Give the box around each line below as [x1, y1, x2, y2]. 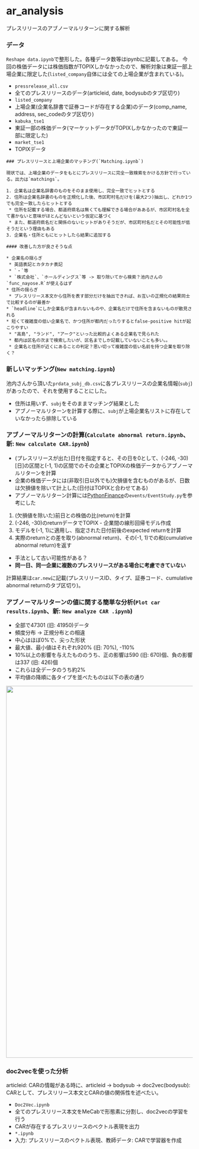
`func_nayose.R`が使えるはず [6, 281, 73, 287]
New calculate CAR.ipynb [15, 441, 88, 447]
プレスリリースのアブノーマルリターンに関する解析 [6, 24, 130, 32]
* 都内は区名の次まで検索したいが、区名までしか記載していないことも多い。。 [8, 337, 171, 343]
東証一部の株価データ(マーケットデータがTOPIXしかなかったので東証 [14, 124, 183, 132]
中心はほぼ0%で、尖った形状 [14, 637, 86, 644]
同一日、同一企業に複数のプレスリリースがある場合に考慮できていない [14, 561, 187, 569]
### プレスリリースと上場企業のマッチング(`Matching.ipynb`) [6, 159, 144, 165]
